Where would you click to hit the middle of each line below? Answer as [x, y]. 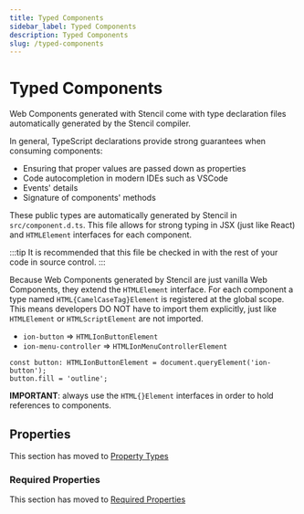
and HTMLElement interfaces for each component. [101, 235]
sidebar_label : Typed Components [73, 26]
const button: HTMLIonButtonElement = [83, 363]
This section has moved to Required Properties [98, 499]
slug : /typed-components [57, 43]
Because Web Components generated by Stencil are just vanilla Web [138, 280]
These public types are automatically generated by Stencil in [123, 215]
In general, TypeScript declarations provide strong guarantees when [138, 142]
